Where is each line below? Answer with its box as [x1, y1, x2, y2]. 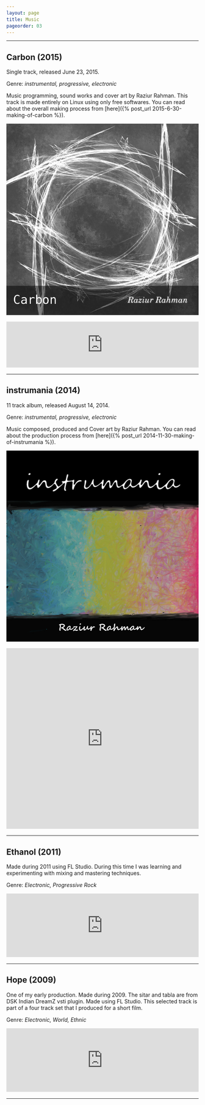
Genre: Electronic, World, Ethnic [6, 1016, 87, 1023]
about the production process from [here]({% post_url [6, 432, 142, 439]
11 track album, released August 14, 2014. [6, 401, 110, 409]
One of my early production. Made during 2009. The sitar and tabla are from [6, 991, 198, 998]
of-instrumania [6, 438, 44, 445]
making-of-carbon [6, 111, 53, 119]
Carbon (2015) [6, 52, 63, 62]
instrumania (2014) [6, 385, 81, 396]
